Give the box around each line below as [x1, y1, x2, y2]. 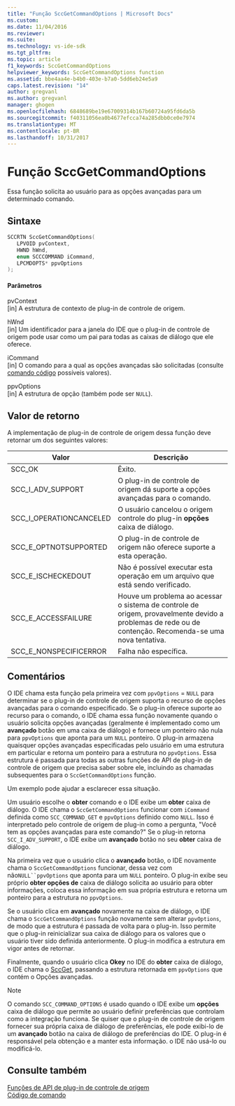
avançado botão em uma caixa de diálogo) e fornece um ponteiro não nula [7, 726, 223, 735]
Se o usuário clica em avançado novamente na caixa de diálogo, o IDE [7, 907, 211, 915]
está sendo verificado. [117, 580, 191, 590]
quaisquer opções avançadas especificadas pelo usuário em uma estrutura [7, 741, 225, 749]
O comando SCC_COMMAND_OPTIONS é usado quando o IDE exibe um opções [7, 1000, 219, 1009]
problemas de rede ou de [117, 618, 201, 628]
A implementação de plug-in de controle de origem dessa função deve [7, 429, 211, 437]
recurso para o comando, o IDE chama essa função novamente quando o [7, 712, 218, 720]
